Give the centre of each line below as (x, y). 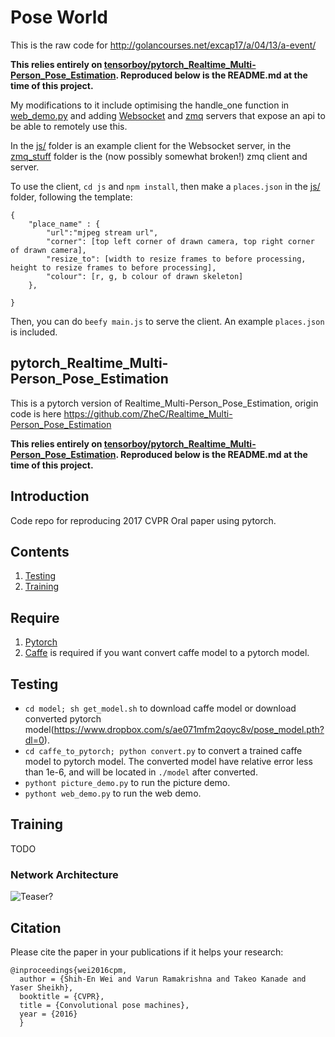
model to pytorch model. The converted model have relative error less (168, 761)
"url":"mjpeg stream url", (102, 232)
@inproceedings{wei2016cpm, (69, 970)
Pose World (59, 17)
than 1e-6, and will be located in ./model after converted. (141, 772)
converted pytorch (63, 719)
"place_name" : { (64, 224)
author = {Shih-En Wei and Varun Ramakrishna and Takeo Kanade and (163, 979)
